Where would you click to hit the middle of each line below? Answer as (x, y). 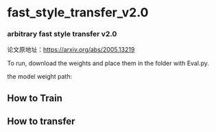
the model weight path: (40, 77)
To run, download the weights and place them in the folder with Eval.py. (108, 64)
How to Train (35, 98)
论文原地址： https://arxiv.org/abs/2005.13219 (71, 50)
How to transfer (41, 121)
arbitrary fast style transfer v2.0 (62, 34)
